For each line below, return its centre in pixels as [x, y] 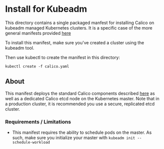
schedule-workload [31, 143]
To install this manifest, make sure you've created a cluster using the [75, 42]
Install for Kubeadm [46, 9]
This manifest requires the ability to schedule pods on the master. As [82, 133]
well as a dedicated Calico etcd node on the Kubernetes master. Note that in [82, 98]
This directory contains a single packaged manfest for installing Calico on [80, 23]
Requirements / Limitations [38, 121]
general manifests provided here [38, 33]
